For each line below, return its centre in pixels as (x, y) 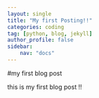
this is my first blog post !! (45, 87)
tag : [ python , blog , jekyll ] (50, 33)
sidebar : (20, 47)
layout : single (29, 14)
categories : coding (36, 27)
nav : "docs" (37, 54)
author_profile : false (40, 40)
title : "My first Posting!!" (50, 20)
